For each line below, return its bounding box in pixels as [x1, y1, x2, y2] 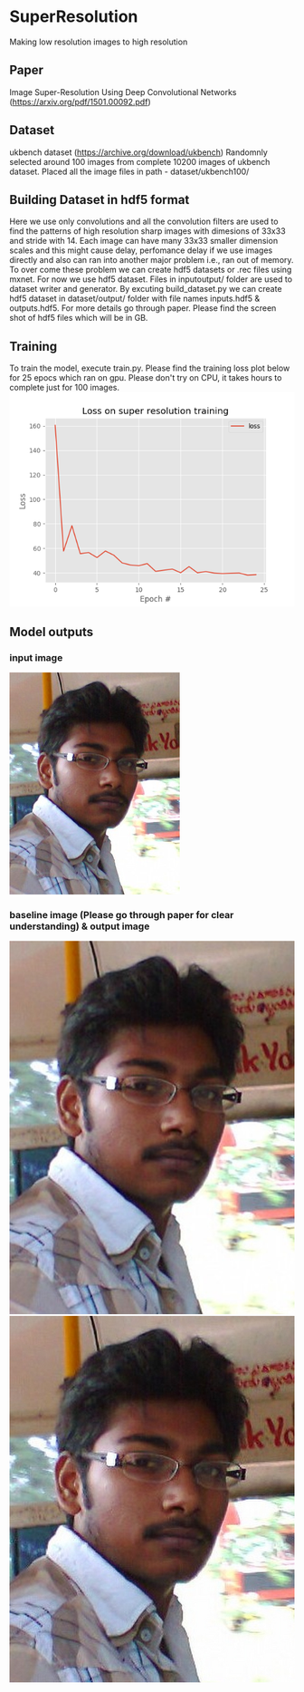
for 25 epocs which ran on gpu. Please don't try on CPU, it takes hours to [9, 372, 282, 383]
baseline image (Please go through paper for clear [9, 908, 234, 921]
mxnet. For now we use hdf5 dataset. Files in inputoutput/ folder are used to [9, 274, 292, 285]
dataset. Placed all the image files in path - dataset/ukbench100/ [9, 166, 250, 177]
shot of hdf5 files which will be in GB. [9, 313, 148, 324]
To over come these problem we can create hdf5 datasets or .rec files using [9, 265, 292, 276]
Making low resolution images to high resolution [9, 36, 188, 47]
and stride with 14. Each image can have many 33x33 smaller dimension [9, 236, 279, 247]
